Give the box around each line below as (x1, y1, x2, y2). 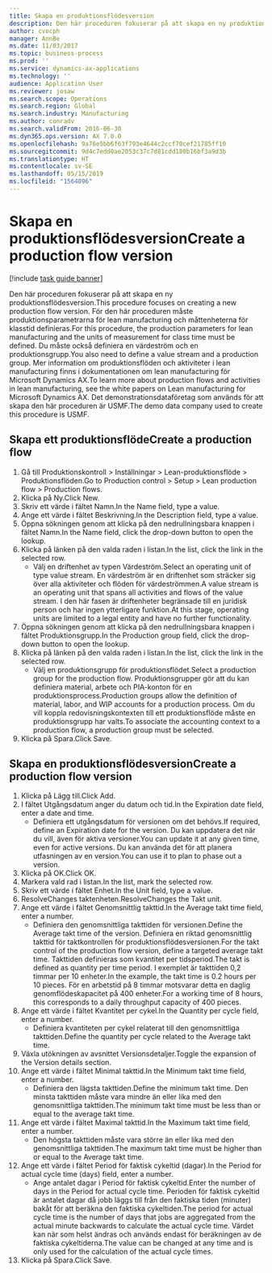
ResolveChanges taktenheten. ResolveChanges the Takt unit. (20, 894, 223, 904)
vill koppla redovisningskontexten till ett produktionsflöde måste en (32, 707, 256, 717)
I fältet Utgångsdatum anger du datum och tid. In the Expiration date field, (20, 800, 265, 809)
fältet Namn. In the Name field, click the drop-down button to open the (20, 527, 253, 537)
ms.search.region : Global (9, 102, 96, 110)
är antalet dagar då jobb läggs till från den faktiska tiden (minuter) (32, 1195, 252, 1205)
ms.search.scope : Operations (9, 95, 107, 103)
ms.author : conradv (9, 117, 75, 125)
